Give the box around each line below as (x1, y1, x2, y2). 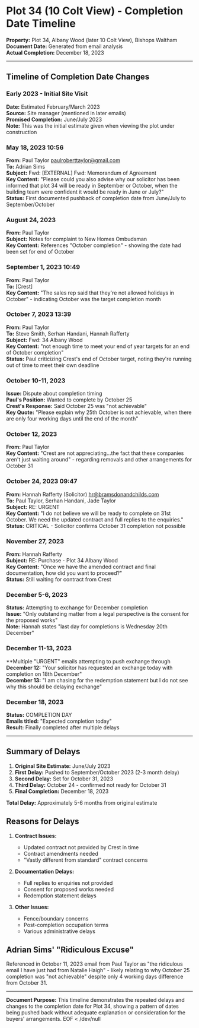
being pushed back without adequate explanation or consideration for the (6, 1009, 185, 1016)
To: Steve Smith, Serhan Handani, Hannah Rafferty (6, 330, 130, 337)
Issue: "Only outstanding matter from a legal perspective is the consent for (6, 611, 190, 618)
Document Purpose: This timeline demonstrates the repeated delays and (6, 997, 185, 1004)
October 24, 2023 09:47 (6, 477, 78, 485)
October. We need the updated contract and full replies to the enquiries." (6, 515, 184, 523)
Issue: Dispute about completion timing (6, 390, 102, 397)
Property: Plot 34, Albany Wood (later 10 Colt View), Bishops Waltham (6, 36, 178, 43)
